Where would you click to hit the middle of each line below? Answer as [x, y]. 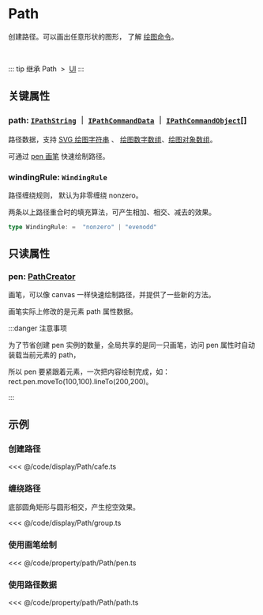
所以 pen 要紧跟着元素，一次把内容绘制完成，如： [89, 372]
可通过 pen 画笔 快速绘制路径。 [59, 156]
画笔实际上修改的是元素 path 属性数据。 [73, 311]
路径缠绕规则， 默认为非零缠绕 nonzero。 [75, 195]
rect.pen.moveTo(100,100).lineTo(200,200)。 [81, 382]
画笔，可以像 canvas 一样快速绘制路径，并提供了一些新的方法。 [112, 295]
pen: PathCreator [42, 277]
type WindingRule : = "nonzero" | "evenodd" [83, 227]
